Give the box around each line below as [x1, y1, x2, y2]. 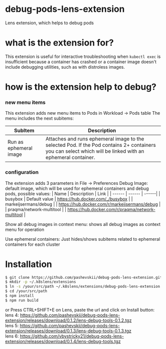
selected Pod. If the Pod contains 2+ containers [45, 142, 156, 149]
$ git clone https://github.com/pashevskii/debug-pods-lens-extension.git [5, 275, 163, 280]
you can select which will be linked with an [45, 148, 144, 155]
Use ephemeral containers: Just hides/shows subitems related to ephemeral [5, 236, 161, 242]
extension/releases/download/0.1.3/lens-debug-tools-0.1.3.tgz [5, 328, 132, 334]
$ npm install [5, 293, 35, 299]
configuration [5, 169, 39, 176]
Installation [5, 259, 52, 270]
